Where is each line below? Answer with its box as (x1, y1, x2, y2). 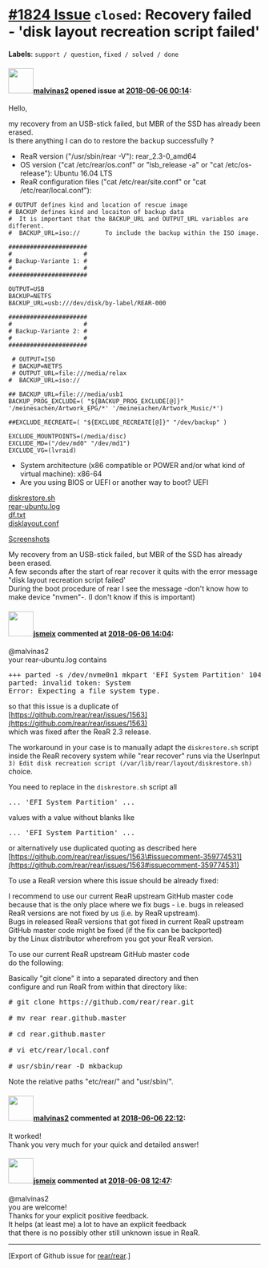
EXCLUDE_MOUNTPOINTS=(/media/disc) (8, 433, 127, 441)
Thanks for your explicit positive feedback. (8, 1210, 150, 1220)
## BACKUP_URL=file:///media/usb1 (8, 390, 124, 398)
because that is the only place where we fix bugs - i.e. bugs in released (8, 900, 244, 910)
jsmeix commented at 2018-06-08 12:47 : (33, 1176, 173, 1185)
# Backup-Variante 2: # (8, 327, 88, 336)
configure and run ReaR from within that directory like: (8, 982, 187, 991)
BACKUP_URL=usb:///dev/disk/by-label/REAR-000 (8, 299, 167, 308)
